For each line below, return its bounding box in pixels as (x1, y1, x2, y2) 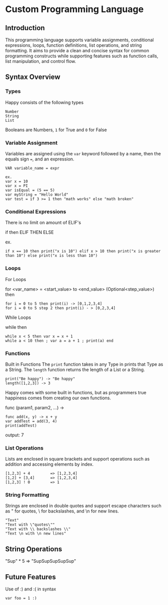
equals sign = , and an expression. (5, 156, 74, 162)
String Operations (5, 545, 62, 553)
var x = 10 (5, 179, 28, 184)
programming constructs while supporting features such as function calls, (5, 53, 158, 59)
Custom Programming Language (5, 4, 144, 15)
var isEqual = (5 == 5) (5, 188, 55, 193)
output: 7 (5, 431, 24, 438)
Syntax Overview (5, 73, 60, 81)
